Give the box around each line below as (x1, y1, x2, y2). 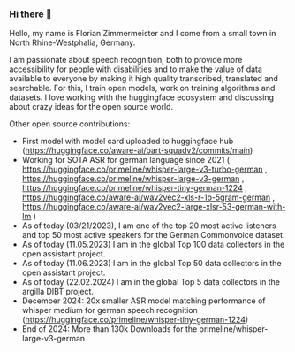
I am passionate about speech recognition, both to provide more (9, 55, 243, 65)
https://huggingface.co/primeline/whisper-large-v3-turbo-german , (21, 164, 268, 175)
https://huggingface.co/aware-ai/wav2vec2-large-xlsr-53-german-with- (21, 202, 286, 212)
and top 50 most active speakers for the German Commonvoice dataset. (21, 230, 285, 241)
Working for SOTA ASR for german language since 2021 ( (21, 155, 230, 165)
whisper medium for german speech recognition (21, 305, 199, 316)
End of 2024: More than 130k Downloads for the (21, 324, 198, 334)
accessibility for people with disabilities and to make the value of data (9, 64, 263, 74)
